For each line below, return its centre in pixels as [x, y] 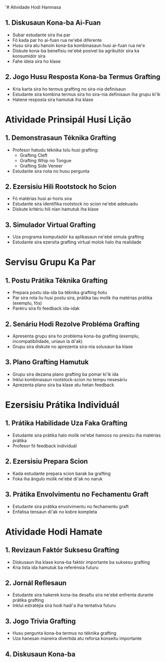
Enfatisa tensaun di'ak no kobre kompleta [55, 512]
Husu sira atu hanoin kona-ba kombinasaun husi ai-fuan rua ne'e [79, 45]
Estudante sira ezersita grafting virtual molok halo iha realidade [77, 242]
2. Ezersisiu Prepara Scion [46, 462]
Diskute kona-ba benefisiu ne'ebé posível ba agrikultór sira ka [76, 51]
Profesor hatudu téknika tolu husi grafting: [55, 150]
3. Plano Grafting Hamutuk [47, 362]
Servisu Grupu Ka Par [50, 262]
